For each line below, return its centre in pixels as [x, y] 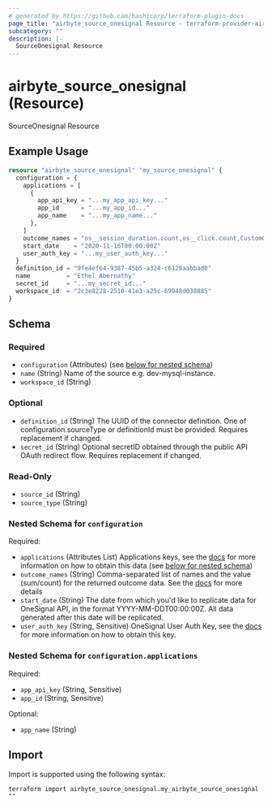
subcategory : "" [36, 31]
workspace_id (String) [55, 382]
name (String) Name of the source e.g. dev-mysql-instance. [118, 374]
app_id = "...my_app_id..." [94, 208]
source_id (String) [50, 494]
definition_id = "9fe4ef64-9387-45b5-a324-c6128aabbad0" [114, 269]
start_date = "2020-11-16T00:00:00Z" [92, 246]
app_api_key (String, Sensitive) [71, 689]
